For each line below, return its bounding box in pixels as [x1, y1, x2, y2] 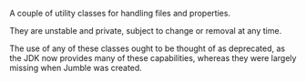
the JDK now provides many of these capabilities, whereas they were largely [9, 53, 297, 63]
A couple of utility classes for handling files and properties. [9, 8, 230, 18]
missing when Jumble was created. [9, 63, 143, 73]
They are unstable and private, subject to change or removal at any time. [9, 26, 282, 36]
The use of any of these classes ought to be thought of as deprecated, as [9, 43, 285, 54]
